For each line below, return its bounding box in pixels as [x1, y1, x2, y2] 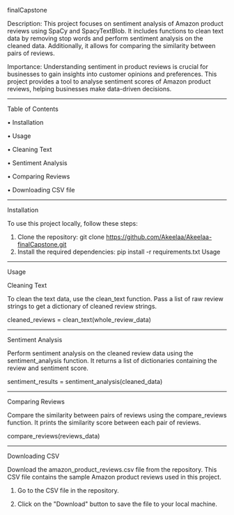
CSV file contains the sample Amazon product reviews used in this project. [7, 473, 221, 481]
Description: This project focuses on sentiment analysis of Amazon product [7, 20, 224, 27]
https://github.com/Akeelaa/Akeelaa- [105, 233, 212, 241]
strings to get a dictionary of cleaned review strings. [7, 302, 157, 310]
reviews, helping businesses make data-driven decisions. [7, 85, 172, 93]
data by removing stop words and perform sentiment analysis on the [7, 34, 203, 43]
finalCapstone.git [17, 240, 67, 248]
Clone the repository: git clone [17, 233, 104, 241]
